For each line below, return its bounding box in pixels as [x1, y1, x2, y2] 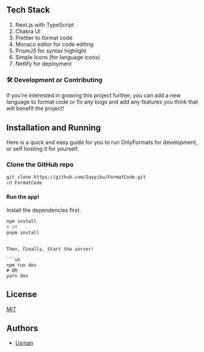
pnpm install [6, 229, 40, 235]
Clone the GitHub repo [6, 160, 74, 168]
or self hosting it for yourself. [6, 145, 79, 152]
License [6, 289, 37, 300]
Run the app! [6, 193, 40, 200]
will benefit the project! [6, 105, 64, 112]
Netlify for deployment [15, 60, 72, 67]
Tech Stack [6, 5, 50, 15]
